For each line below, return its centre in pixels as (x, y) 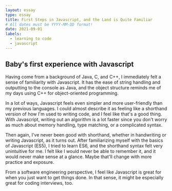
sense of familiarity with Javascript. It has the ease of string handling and (83, 82)
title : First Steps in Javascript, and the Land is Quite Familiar (79, 20)
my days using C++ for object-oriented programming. (62, 93)
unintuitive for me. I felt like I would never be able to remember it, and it (81, 151)
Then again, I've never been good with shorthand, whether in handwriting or (86, 135)
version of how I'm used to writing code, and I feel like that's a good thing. (84, 114)
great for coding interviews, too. (39, 183)
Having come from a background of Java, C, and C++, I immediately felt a (83, 77)
